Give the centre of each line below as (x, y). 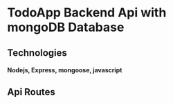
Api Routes (31, 92)
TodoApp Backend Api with (87, 13)
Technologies (37, 53)
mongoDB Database (66, 27)
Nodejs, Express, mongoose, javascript (65, 70)
